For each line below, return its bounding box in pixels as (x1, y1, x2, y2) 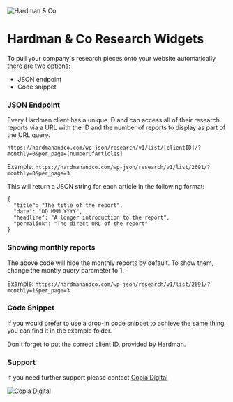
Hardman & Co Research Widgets (7, 31, 204, 47)
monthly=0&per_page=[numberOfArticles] (7, 150, 123, 157)
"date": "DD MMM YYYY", (13, 208, 82, 215)
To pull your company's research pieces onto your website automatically (7, 54, 216, 62)
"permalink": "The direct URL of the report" (13, 220, 149, 227)
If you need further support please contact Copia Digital (7, 373, 168, 382)
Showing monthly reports (7, 243, 96, 252)
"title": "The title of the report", (13, 202, 123, 209)
